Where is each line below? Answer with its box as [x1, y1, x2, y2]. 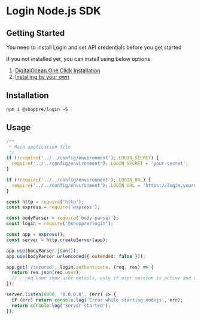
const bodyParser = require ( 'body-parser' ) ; [6, 215, 119, 221]
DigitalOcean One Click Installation [14, 67, 100, 74]
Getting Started [6, 28, 65, 38]
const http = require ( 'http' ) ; [6, 199, 84, 205]
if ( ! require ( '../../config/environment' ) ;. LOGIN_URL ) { [6, 177, 151, 183]
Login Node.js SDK [6, 4, 102, 18]
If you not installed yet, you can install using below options [6, 56, 151, 62]
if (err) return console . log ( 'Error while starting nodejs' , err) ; [11, 297, 184, 303]
